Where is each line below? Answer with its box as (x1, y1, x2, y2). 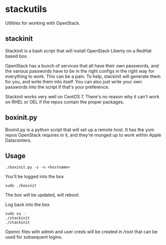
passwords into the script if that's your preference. (5, 84, 110, 90)
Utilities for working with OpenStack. (5, 20, 81, 26)
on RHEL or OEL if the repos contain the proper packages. (5, 99, 125, 105)
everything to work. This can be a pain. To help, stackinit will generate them (5, 73, 161, 79)
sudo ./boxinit (5, 183, 37, 188)
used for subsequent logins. (5, 234, 63, 240)
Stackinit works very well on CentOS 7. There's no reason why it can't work (5, 93, 160, 99)
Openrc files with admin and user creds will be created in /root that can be (5, 229, 158, 235)
